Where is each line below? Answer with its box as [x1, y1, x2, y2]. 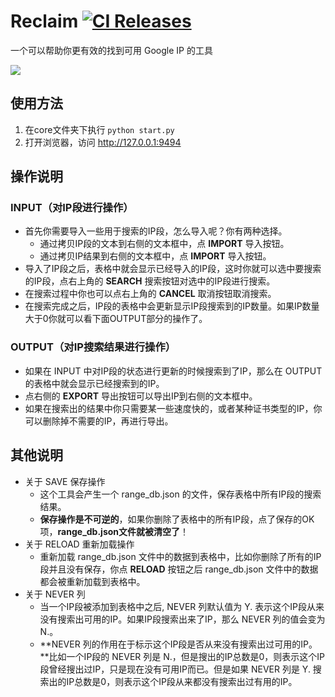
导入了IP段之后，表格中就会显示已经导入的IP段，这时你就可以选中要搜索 [24, 263, 322, 275]
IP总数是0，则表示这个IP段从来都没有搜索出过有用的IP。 [66, 675, 298, 687]
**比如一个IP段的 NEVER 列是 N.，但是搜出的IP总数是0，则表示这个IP [39, 650, 325, 662]
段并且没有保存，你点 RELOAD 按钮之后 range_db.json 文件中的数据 [39, 563, 319, 575]
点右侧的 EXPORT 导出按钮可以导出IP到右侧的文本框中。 [24, 390, 258, 402]
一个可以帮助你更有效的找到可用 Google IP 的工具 [10, 44, 213, 56]
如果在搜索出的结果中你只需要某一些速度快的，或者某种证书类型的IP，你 [24, 402, 323, 414]
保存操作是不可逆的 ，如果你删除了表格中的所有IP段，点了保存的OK [39, 513, 315, 525]
